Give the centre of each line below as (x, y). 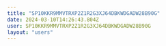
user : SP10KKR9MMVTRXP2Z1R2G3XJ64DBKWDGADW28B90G (79, 26)
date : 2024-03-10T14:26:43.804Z (53, 20)
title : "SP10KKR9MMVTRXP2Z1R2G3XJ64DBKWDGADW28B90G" (84, 13)
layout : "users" (30, 32)
